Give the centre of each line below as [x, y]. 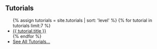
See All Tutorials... [31, 41]
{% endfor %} [27, 36]
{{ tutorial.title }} [29, 31]
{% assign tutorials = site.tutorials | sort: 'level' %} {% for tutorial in [82, 20]
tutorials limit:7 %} [32, 25]
